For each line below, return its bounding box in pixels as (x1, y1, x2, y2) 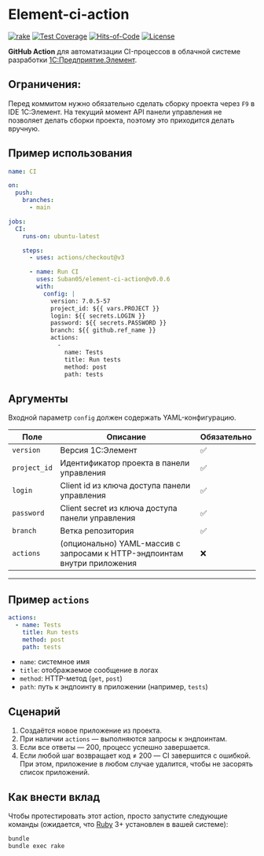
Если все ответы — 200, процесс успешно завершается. (19, 743, 211, 752)
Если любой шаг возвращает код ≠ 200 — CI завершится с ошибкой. (19, 751, 251, 760)
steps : (22, 246, 44, 255)
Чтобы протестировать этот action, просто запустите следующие (8, 811, 228, 821)
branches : (22, 197, 55, 204)
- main (28, 204, 51, 211)
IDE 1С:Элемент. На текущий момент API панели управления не (8, 107, 222, 116)
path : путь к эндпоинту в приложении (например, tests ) (19, 682, 208, 692)
